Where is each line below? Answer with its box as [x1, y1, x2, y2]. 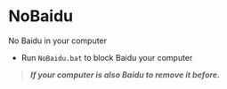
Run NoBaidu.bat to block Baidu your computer [20, 52, 193, 63]
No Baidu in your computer [8, 35, 108, 46]
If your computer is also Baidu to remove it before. [29, 69, 220, 80]
